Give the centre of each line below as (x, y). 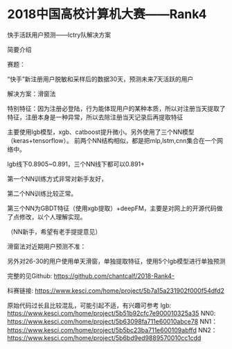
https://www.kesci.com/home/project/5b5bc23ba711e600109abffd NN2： (112, 330)
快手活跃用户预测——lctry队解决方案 (59, 35)
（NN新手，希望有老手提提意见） (54, 231)
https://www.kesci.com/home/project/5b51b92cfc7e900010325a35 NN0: (111, 313)
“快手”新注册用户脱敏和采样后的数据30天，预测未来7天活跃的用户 (100, 79)
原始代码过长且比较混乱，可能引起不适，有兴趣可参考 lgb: (89, 305)
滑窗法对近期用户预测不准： (47, 246)
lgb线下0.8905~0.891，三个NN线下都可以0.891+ (76, 164)
